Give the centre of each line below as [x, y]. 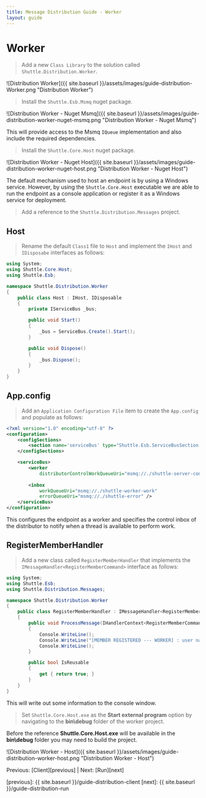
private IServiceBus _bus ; [63, 309]
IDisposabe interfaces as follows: [63, 253]
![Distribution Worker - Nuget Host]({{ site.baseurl [70, 162]
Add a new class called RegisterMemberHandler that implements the [106, 560]
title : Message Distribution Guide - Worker [64, 12]
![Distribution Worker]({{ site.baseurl [52, 83]
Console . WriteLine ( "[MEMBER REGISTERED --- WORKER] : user [116, 640]
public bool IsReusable [59, 663]
